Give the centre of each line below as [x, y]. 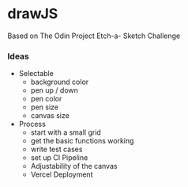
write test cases [56, 149]
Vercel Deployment [62, 174]
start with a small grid [66, 132]
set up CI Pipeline [59, 158]
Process [32, 124]
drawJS [33, 14]
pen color [46, 99]
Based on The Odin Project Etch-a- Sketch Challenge [94, 36]
